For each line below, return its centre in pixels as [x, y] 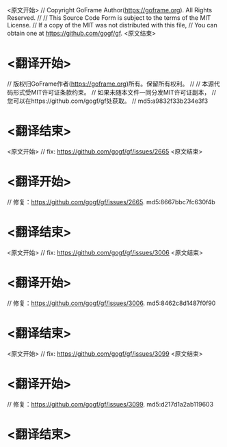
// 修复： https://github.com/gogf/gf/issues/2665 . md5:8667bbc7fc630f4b [111, 202]
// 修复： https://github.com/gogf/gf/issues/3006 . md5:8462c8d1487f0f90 [111, 303]
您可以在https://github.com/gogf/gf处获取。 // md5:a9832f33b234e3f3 [108, 101]
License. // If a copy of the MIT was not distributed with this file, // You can [112, 25]
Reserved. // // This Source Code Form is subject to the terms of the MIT [109, 18]
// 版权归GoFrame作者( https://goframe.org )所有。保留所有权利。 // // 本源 [110, 84]
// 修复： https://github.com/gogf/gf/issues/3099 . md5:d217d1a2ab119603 [110, 404]
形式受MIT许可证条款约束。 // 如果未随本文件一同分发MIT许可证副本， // [115, 92]
